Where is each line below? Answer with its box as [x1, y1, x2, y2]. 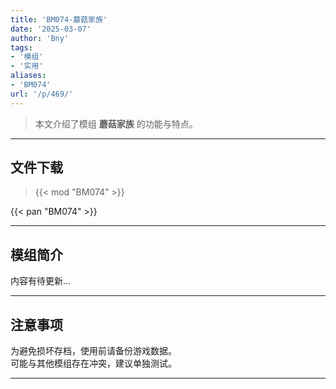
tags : [10, 42, 33, 53]
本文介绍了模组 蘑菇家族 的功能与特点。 [34, 117, 198, 130]
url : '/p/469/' [10, 89, 74, 99]
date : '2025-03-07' [10, 24, 92, 34]
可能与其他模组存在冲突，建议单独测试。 [10, 357, 177, 370]
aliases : [10, 71, 47, 81]
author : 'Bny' [10, 33, 70, 43]
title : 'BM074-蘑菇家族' [10, 14, 108, 25]
